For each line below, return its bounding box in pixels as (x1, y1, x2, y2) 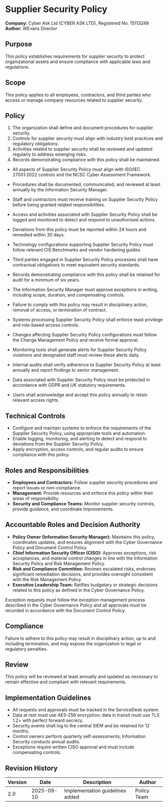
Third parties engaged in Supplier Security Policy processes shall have (12, 256, 158, 262)
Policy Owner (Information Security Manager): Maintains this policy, (12, 533, 155, 540)
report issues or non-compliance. (12, 485, 81, 490)
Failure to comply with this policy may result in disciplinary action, (12, 302, 148, 308)
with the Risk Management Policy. (12, 576, 82, 582)
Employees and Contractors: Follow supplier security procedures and (12, 479, 157, 485)
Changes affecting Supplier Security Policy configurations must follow (12, 332, 157, 338)
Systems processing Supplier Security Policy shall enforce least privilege (12, 317, 163, 323)
